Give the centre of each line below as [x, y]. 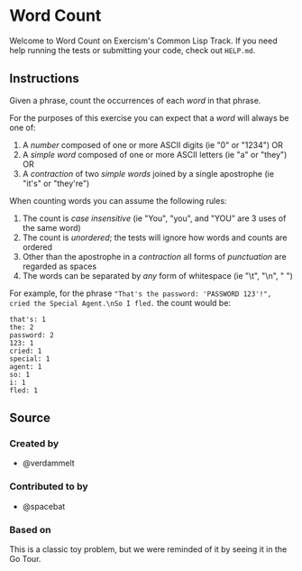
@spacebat [44, 506]
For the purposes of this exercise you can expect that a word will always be [150, 117]
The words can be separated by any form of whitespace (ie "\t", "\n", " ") [157, 275]
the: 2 [22, 327]
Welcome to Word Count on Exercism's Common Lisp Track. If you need [143, 41]
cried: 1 [26, 351]
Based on [30, 530]
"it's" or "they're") [56, 183]
